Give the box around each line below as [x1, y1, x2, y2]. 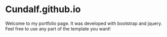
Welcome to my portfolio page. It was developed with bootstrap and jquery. [5, 20, 162, 26]
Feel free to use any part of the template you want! [5, 25, 111, 31]
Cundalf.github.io [5, 4, 81, 15]
